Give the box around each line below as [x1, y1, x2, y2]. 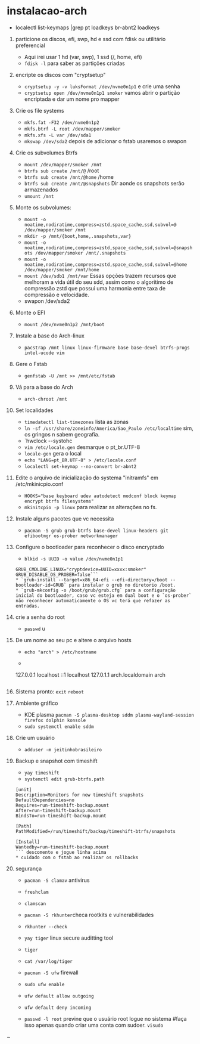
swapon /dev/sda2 [24, 297, 70, 305]
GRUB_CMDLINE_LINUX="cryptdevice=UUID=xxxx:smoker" [15, 566, 146, 572]
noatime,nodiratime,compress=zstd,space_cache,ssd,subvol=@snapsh [24, 244, 193, 251]
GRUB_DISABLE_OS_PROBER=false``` [15, 571, 99, 578]
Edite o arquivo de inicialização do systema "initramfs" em [15, 474, 158, 481]
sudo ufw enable [24, 981, 65, 987]
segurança [15, 865, 42, 872]
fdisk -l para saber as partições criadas [24, 60, 126, 67]
